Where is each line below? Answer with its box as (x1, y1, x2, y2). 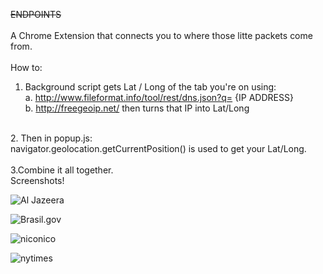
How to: (10, 62, 43, 73)
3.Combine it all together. (10, 164, 114, 176)
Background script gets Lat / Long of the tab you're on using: (24, 81, 277, 93)
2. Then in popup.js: (10, 132, 93, 144)
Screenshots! (10, 175, 65, 186)
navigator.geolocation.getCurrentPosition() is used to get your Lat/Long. (10, 143, 307, 154)
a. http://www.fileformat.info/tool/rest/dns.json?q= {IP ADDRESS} (24, 92, 294, 103)
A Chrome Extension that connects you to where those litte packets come (10, 30, 313, 41)
